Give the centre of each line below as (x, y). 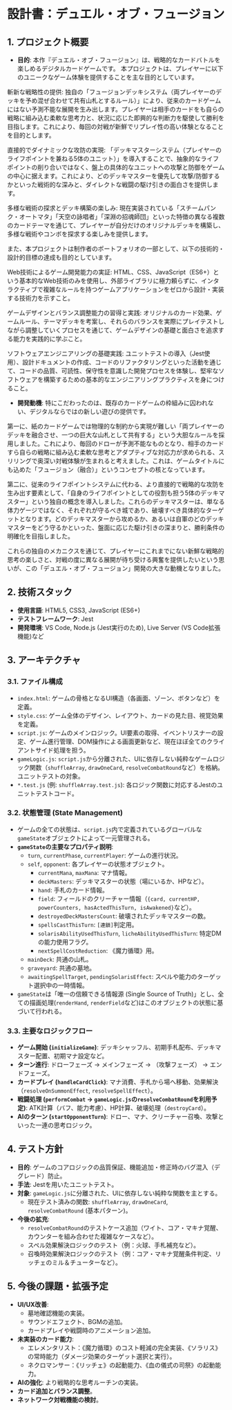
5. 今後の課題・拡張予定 (58, 1286)
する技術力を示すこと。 (40, 298)
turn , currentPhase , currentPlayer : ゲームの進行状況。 (105, 855)
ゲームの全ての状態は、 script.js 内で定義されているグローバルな (109, 829)
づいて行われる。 (41, 1011)
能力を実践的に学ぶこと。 (49, 339)
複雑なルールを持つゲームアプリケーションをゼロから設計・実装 (134, 289)
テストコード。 (57, 793)
